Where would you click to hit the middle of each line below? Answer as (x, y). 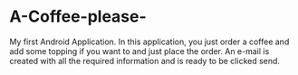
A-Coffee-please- (78, 17)
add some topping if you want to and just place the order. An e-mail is (139, 51)
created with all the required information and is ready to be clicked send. (145, 61)
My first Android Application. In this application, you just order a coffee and (149, 42)
